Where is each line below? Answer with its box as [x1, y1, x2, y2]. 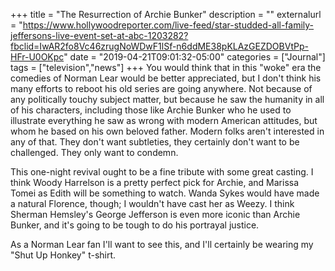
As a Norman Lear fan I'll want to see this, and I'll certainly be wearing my [10, 239, 314, 250]
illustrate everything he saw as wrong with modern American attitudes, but [10, 115, 318, 126]
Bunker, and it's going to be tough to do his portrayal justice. [10, 219, 260, 231]
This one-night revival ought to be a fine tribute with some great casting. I [10, 166, 314, 178]
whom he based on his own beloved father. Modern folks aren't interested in [10, 125, 325, 137]
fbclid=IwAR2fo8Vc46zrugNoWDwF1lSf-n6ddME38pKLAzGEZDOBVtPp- [10, 40, 309, 52]
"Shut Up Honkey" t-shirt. [10, 249, 117, 261]
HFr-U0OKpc [10, 51, 65, 63]
